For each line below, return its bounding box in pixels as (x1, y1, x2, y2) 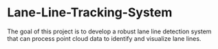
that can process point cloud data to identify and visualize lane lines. (7, 34, 201, 42)
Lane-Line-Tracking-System (7, 5, 173, 20)
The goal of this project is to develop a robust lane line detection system (7, 27, 212, 35)
